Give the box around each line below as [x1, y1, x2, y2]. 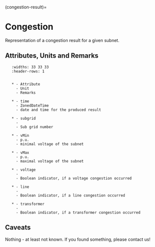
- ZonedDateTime [16, 103, 49, 108]
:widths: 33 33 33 [11, 65, 49, 69]
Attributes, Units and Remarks [5, 51, 99, 60]
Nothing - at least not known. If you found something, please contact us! [5, 236, 151, 242]
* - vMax [11, 150, 29, 155]
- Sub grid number [16, 124, 54, 129]
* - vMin [11, 133, 29, 138]
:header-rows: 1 [11, 68, 45, 74]
